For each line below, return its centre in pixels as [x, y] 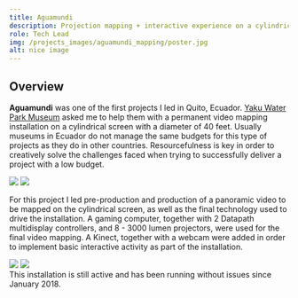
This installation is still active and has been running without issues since [141, 274]
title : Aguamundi [41, 17]
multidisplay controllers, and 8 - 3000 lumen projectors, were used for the [145, 228]
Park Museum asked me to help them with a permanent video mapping [138, 117]
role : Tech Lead [39, 34]
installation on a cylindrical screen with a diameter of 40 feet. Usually [135, 126]
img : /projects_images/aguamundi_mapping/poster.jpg [109, 42]
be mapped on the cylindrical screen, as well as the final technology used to [148, 208]
